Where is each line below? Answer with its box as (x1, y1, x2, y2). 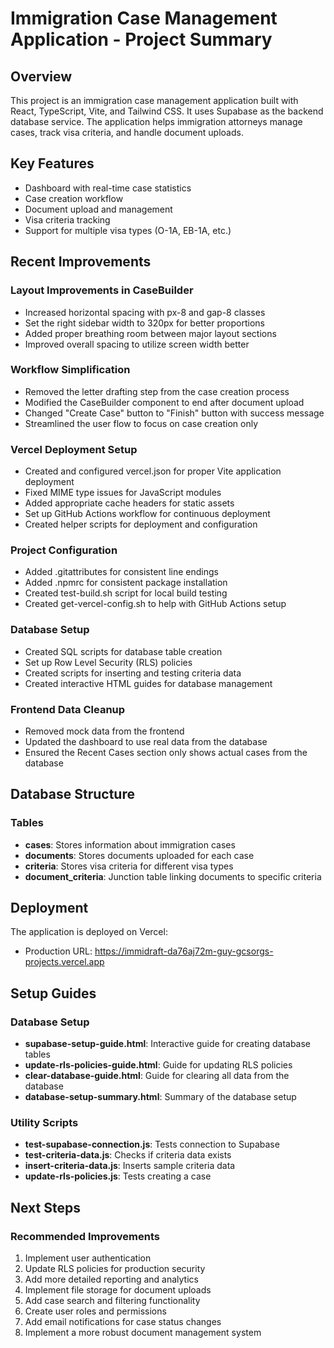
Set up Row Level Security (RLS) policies (24, 656, 193, 668)
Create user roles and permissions (24, 1305, 167, 1317)
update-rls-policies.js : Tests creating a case (24, 1170, 212, 1182)
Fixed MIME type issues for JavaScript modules (24, 487, 222, 499)
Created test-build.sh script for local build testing (24, 587, 228, 599)
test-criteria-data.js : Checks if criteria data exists (24, 1149, 232, 1161)
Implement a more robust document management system (24, 1327, 262, 1339)
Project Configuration (10, 543, 118, 557)
